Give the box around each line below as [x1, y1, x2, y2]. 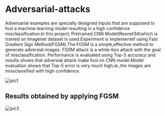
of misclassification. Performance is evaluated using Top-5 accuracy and [5, 51, 156, 58]
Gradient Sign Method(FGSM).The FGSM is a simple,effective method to [5, 41, 154, 47]
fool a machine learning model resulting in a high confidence [5, 25, 130, 31]
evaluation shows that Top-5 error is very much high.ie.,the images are [5, 62, 151, 68]
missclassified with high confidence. [5, 67, 80, 73]
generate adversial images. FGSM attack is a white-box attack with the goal [5, 46, 161, 52]
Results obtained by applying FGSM [5, 92, 119, 100]
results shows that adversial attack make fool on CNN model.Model [5, 57, 144, 63]
